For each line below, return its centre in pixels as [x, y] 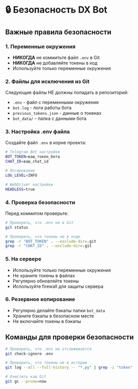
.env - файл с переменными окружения [56, 103]
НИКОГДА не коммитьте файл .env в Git [56, 57]
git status [17, 227]
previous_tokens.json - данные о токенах [57, 113]
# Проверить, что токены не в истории [46, 363]
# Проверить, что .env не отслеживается [49, 349]
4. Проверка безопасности [40, 202]
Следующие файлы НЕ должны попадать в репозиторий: [67, 92]
